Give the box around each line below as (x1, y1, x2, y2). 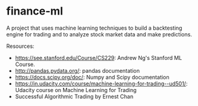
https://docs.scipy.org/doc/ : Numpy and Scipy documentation (15, 73, 170, 81)
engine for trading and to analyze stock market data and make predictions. (6, 30, 193, 38)
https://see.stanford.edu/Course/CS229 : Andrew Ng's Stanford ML (15, 54, 182, 61)
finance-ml (6, 4, 64, 18)
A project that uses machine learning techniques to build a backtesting (6, 24, 183, 31)
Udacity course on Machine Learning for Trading (15, 86, 137, 93)
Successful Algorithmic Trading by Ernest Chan (15, 93, 134, 100)
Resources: (6, 42, 35, 50)
